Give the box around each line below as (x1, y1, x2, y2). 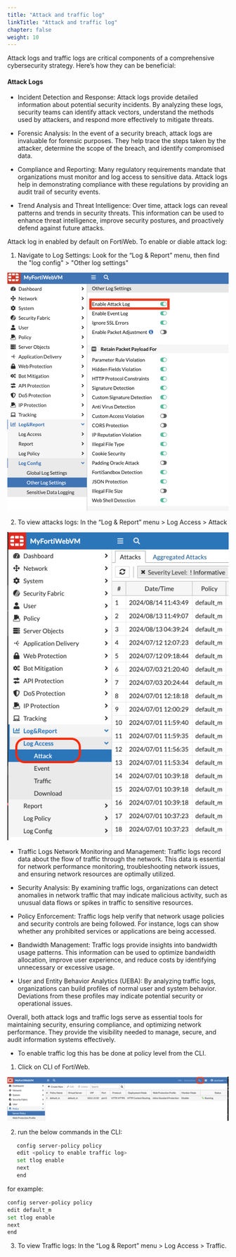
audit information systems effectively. (7, 1036, 116, 1044)
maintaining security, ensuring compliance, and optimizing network (7, 1020, 202, 1029)
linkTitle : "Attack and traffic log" (7, 18, 118, 26)
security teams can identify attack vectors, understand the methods (17, 108, 214, 116)
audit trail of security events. (17, 187, 100, 197)
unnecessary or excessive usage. (17, 963, 114, 972)
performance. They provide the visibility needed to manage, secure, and (7, 1028, 216, 1036)
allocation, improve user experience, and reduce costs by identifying (17, 955, 216, 965)
